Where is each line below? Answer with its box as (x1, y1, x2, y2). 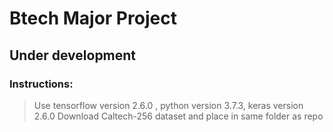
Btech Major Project (9, 7, 177, 30)
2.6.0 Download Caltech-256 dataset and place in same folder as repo (33, 110, 324, 122)
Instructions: (9, 77, 74, 91)
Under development (9, 47, 137, 64)
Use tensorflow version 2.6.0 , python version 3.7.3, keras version (33, 99, 304, 111)
